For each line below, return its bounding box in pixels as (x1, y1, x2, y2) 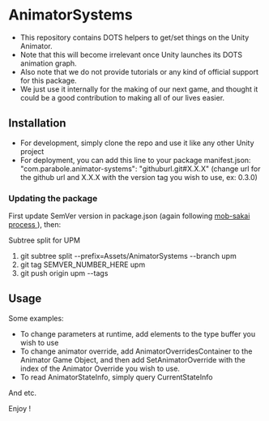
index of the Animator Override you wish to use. (19, 363, 181, 373)
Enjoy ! (8, 403, 32, 413)
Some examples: (8, 313, 64, 323)
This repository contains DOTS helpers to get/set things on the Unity (19, 32, 250, 42)
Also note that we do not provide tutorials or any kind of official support (19, 67, 259, 76)
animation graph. (19, 58, 77, 68)
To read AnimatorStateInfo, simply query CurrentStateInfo (19, 372, 213, 382)
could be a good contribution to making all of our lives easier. (19, 92, 225, 102)
